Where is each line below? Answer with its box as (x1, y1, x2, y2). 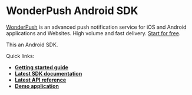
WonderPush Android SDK (6, 4, 138, 18)
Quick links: (6, 52, 35, 59)
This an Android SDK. (6, 41, 58, 48)
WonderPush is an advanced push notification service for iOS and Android (6, 23, 187, 30)
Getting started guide (14, 63, 69, 71)
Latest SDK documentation (14, 70, 82, 77)
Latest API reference (14, 76, 67, 83)
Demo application (14, 82, 59, 89)
